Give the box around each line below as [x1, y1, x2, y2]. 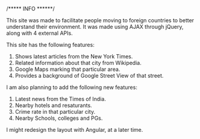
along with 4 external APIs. [6, 29, 73, 37]
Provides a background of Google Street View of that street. [14, 72, 164, 79]
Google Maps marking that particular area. [14, 66, 120, 73]
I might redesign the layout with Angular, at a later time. [6, 126, 143, 133]
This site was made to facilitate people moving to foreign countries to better [6, 17, 195, 23]
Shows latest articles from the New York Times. [14, 53, 133, 60]
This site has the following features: [6, 42, 95, 48]
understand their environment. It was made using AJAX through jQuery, [6, 23, 184, 30]
